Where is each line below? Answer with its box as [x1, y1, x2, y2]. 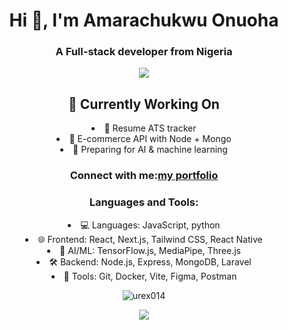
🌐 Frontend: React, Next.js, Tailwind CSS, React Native [37, 233, 263, 245]
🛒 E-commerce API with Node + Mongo [69, 133, 232, 145]
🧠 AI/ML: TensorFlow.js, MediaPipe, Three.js [59, 244, 241, 256]
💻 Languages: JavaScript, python [80, 219, 221, 231]
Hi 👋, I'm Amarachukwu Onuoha [9, 9, 279, 32]
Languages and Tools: [89, 195, 199, 209]
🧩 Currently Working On [68, 95, 220, 113]
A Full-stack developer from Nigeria [55, 45, 233, 59]
